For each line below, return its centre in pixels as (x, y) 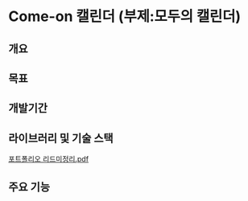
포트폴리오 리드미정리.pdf (49, 159)
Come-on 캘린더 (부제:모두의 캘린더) (125, 16)
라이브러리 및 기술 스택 (61, 138)
